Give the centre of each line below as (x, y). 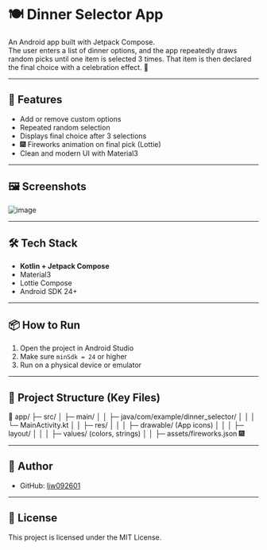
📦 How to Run (44, 325)
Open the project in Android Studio (77, 348)
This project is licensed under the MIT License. (85, 537)
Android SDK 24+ (48, 292)
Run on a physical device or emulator (80, 365)
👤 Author (31, 466)
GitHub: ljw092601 (50, 486)
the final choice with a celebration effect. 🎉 (79, 67)
